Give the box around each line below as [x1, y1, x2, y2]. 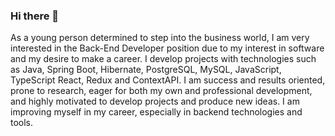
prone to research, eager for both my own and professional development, [10, 85, 313, 97]
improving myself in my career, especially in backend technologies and [10, 106, 303, 118]
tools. [10, 117, 34, 129]
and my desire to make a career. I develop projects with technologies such [10, 53, 317, 65]
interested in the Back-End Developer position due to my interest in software [10, 42, 325, 54]
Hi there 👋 [10, 9, 60, 23]
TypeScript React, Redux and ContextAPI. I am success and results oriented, [10, 74, 326, 86]
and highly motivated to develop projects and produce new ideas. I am [10, 95, 300, 108]
